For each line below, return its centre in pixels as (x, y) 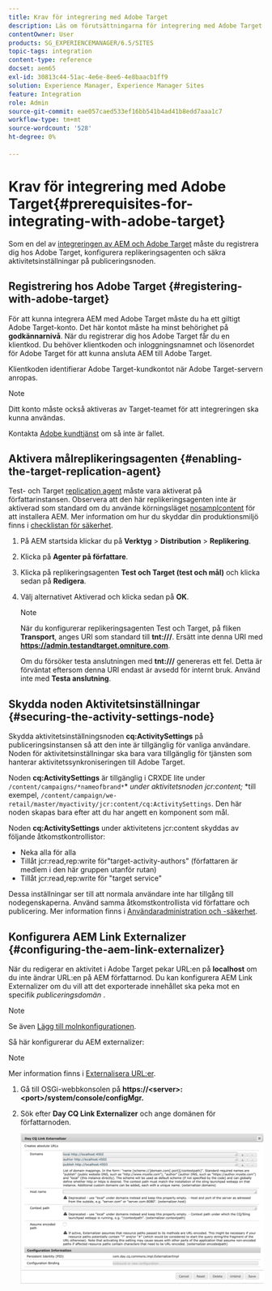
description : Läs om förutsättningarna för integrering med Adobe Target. (137, 26)
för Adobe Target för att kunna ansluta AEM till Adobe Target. (110, 353)
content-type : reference (50, 60)
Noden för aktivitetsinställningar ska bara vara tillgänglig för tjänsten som (130, 754)
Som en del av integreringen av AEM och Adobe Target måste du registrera (134, 243)
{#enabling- (211, 458)
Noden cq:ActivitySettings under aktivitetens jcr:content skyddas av (124, 828)
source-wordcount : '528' (50, 129)
